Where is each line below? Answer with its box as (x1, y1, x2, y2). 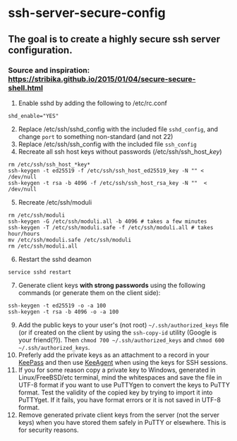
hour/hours (8, 230, 40, 237)
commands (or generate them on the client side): (18, 288, 161, 297)
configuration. (8, 44, 73, 56)
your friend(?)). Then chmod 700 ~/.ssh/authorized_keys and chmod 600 (18, 335, 225, 344)
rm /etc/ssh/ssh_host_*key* (8, 161, 91, 168)
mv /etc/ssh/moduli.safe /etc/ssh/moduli (8, 236, 132, 243)
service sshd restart (8, 268, 72, 276)
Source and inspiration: (8, 65, 90, 75)
